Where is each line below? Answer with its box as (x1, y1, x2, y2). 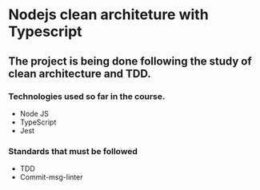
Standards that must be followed (8, 145, 138, 156)
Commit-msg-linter (19, 172, 83, 182)
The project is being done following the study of (8, 54, 252, 68)
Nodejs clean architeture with (8, 6, 210, 24)
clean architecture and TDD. (8, 66, 151, 81)
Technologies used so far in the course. (8, 90, 166, 101)
